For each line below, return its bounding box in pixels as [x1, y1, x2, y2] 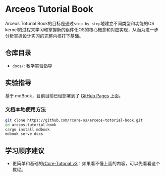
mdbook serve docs [5, 132, 43, 136]
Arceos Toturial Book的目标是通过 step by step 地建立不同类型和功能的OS [5, 20, 155, 26]
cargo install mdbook [5, 127, 50, 132]
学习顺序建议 [5, 146, 45, 155]
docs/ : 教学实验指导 [12, 63, 53, 69]
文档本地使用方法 [5, 106, 46, 113]
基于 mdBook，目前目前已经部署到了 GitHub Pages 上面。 [5, 92, 123, 98]
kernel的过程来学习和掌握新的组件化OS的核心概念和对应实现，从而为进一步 [5, 26, 159, 33]
